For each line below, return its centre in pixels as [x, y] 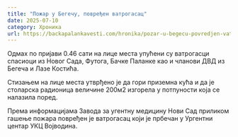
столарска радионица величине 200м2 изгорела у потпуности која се [114, 90]
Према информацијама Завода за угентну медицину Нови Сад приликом [118, 111]
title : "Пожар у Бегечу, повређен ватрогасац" [77, 14]
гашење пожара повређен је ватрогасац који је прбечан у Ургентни [110, 119]
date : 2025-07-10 [33, 20]
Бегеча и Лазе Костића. [43, 68]
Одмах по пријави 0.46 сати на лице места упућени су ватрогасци [108, 54]
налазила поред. [33, 97]
